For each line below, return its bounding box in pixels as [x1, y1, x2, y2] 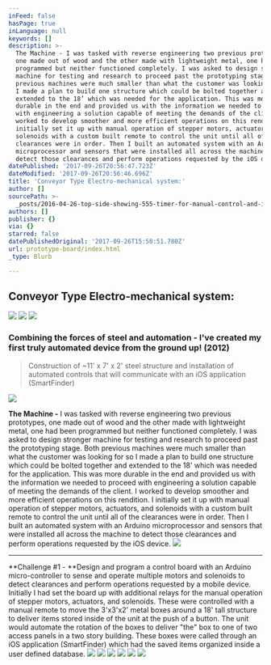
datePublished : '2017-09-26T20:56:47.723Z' [8, 163, 157, 171]
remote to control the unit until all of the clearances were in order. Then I [8, 511, 249, 522]
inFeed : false [8, 11, 56, 20]
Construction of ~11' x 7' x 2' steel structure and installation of [27, 361, 234, 371]
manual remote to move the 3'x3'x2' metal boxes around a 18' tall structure [8, 604, 257, 615]
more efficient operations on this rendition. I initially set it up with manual [8, 494, 250, 504]
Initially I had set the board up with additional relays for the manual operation [8, 587, 263, 597]
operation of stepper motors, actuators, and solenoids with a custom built [8, 503, 252, 513]
